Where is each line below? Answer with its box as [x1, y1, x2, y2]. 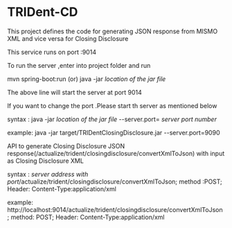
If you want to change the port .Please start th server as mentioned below [7, 101, 217, 109]
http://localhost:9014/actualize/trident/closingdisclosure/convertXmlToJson [7, 205, 223, 213]
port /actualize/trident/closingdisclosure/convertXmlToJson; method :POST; [7, 177, 223, 186]
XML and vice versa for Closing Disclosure [7, 34, 129, 42]
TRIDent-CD [7, 4, 78, 20]
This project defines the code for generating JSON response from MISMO [7, 27, 218, 35]
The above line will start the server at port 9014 [7, 88, 142, 96]
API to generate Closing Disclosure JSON [7, 141, 125, 150]
